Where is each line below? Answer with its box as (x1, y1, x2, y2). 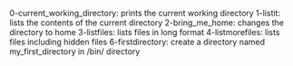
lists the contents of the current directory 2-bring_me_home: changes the (9, 17, 284, 28)
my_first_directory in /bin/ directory (9, 46, 141, 57)
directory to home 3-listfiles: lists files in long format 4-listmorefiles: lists (9, 27, 280, 37)
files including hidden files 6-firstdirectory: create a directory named (9, 36, 266, 47)
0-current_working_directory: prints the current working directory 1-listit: (9, 8, 281, 18)
